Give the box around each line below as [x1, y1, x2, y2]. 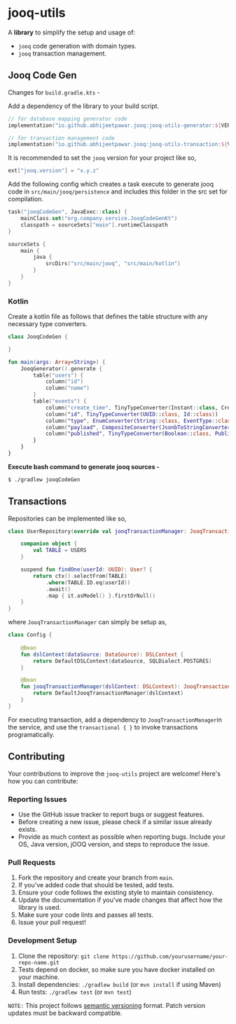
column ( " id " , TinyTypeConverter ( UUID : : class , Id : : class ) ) [45, 410, 218, 418]
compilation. [8, 195, 44, 203]
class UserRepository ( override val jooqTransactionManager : [8, 527, 188, 534]
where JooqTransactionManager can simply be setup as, [8, 618, 167, 626]
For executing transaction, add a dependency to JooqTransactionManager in [8, 715, 223, 724]
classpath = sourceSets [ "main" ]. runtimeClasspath [20, 221, 169, 229]
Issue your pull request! [18, 918, 86, 927]
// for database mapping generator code [8, 115, 128, 122]
